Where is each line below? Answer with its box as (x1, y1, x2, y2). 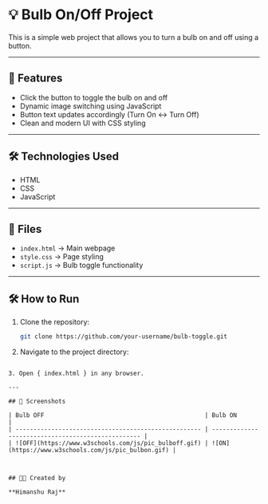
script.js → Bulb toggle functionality (19, 261, 144, 270)
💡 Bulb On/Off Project (8, 6, 154, 24)
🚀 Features (8, 72, 63, 85)
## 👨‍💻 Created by (8, 474, 66, 482)
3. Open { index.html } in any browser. (8, 369, 145, 378)
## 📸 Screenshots (8, 397, 66, 406)
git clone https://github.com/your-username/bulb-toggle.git (19, 333, 228, 341)
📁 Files (8, 222, 42, 236)
